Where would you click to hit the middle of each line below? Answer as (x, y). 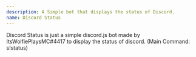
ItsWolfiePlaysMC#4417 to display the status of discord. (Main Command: (98, 41)
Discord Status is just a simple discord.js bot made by (73, 35)
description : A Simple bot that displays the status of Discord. (90, 12)
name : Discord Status (34, 18)
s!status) (17, 48)
